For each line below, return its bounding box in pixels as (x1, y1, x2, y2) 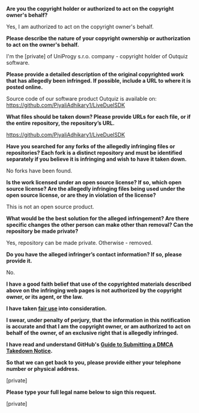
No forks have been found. (6, 167, 73, 174)
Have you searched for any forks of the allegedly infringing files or (6, 143, 176, 149)
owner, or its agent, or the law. (6, 294, 83, 300)
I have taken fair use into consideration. (6, 305, 107, 312)
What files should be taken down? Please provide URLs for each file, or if (6, 113, 191, 120)
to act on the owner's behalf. (6, 41, 79, 48)
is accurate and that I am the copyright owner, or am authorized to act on (6, 323, 191, 330)
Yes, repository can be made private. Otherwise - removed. (6, 240, 153, 246)
